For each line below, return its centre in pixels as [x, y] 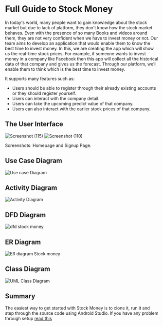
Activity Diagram [31, 188]
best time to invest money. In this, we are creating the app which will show [80, 48]
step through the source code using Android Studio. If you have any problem [82, 313]
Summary [20, 296]
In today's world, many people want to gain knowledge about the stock [76, 22]
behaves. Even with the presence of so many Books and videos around [76, 33]
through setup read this [28, 318]
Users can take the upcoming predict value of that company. [73, 103]
